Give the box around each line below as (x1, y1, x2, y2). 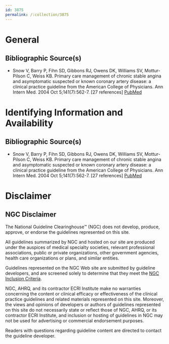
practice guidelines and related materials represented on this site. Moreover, (5, 296, 164, 302)
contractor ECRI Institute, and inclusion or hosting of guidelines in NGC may (5, 312, 163, 318)
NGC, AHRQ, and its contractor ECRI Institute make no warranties (5, 285, 141, 291)
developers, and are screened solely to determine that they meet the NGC (5, 270, 159, 276)
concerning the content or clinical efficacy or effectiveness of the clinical (5, 290, 158, 296)
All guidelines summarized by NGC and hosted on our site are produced (5, 239, 155, 245)
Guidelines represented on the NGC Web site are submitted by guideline (5, 265, 155, 271)
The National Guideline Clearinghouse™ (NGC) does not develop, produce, (5, 224, 160, 230)
